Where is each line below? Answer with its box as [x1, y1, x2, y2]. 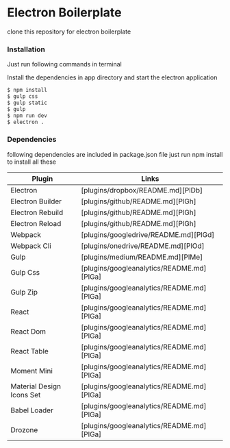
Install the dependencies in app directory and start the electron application [7, 73, 218, 82]
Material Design [10, 382, 62, 391]
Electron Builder [10, 197, 62, 206]
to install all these [7, 158, 57, 166]
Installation [7, 45, 46, 54]
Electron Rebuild [10, 208, 64, 217]
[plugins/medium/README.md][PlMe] [81, 252, 203, 262]
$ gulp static [7, 99, 48, 106]
